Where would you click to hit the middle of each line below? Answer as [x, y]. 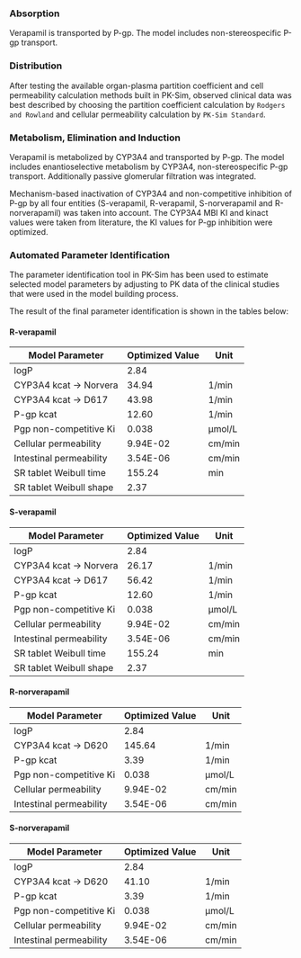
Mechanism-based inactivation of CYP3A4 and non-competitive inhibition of [151, 193]
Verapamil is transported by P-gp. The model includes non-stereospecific [146, 33]
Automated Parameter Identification [90, 255]
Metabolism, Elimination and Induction [95, 138]
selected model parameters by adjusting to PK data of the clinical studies [145, 284]
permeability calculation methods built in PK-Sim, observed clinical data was [150, 95]
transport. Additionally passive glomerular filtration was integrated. [133, 176]
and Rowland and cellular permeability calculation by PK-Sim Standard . [138, 114]
